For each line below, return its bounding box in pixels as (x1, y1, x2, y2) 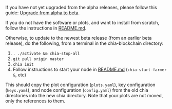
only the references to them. (5, 98, 66, 104)
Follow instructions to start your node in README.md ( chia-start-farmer (12, 66, 167, 72)
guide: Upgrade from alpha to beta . (5, 10, 80, 16)
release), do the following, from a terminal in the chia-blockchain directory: (5, 40, 164, 46)
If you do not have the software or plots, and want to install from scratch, (5, 20, 160, 25)
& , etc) (12, 72, 27, 78)
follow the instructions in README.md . (5, 25, 87, 31)
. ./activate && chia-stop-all (12, 51, 80, 56)
